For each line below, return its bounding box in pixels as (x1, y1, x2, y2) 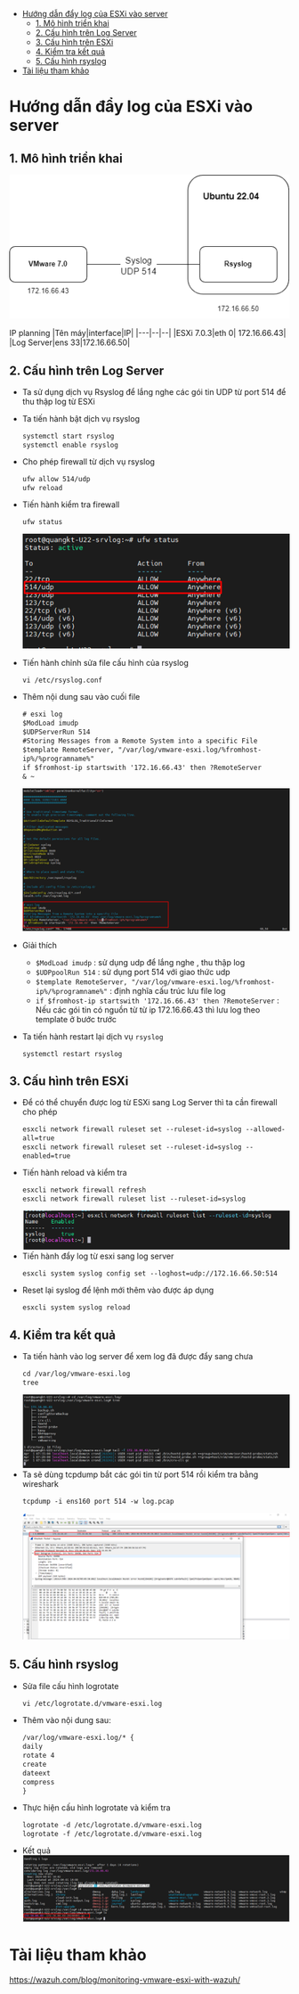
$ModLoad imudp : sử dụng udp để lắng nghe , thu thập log (35, 956, 246, 967)
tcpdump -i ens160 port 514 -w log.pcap (21, 1497, 174, 1506)
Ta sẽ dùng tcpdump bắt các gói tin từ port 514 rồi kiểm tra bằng (21, 1469, 259, 1480)
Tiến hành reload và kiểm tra (21, 1168, 127, 1178)
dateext (21, 1768, 51, 1777)
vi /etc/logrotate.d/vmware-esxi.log (21, 1699, 163, 1708)
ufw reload (21, 484, 63, 493)
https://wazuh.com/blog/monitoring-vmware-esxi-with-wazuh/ (9, 1974, 241, 1985)
